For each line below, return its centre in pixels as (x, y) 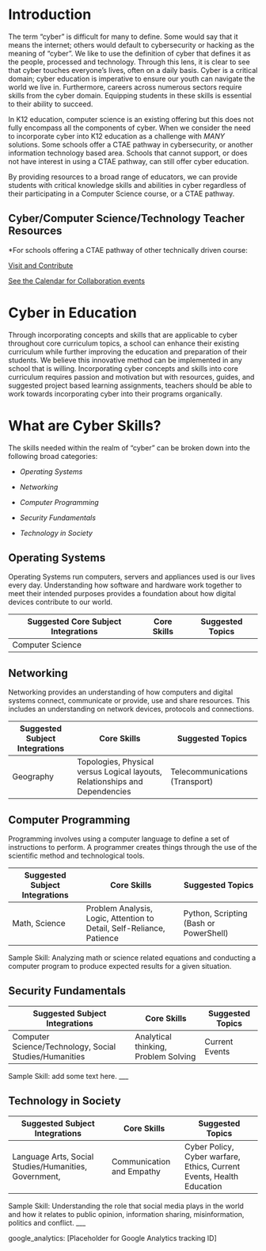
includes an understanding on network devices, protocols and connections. (131, 709)
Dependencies (104, 792)
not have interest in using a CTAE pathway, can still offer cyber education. (129, 161)
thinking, (151, 1046)
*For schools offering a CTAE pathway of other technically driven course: (128, 250)
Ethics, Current (212, 1166)
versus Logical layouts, (120, 772)
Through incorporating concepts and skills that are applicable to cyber (123, 335)
